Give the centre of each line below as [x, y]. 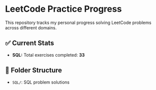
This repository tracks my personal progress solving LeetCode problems [78, 22]
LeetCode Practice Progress [64, 9]
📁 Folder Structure [34, 70]
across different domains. [31, 27]
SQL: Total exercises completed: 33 [48, 55]
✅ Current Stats [30, 43]
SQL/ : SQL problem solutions [41, 82]
